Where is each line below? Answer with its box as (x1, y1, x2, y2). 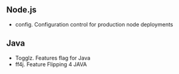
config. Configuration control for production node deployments (15, 20, 174, 28)
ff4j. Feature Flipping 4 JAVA (15, 60, 87, 68)
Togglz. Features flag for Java (15, 54, 91, 61)
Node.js (6, 5, 37, 15)
